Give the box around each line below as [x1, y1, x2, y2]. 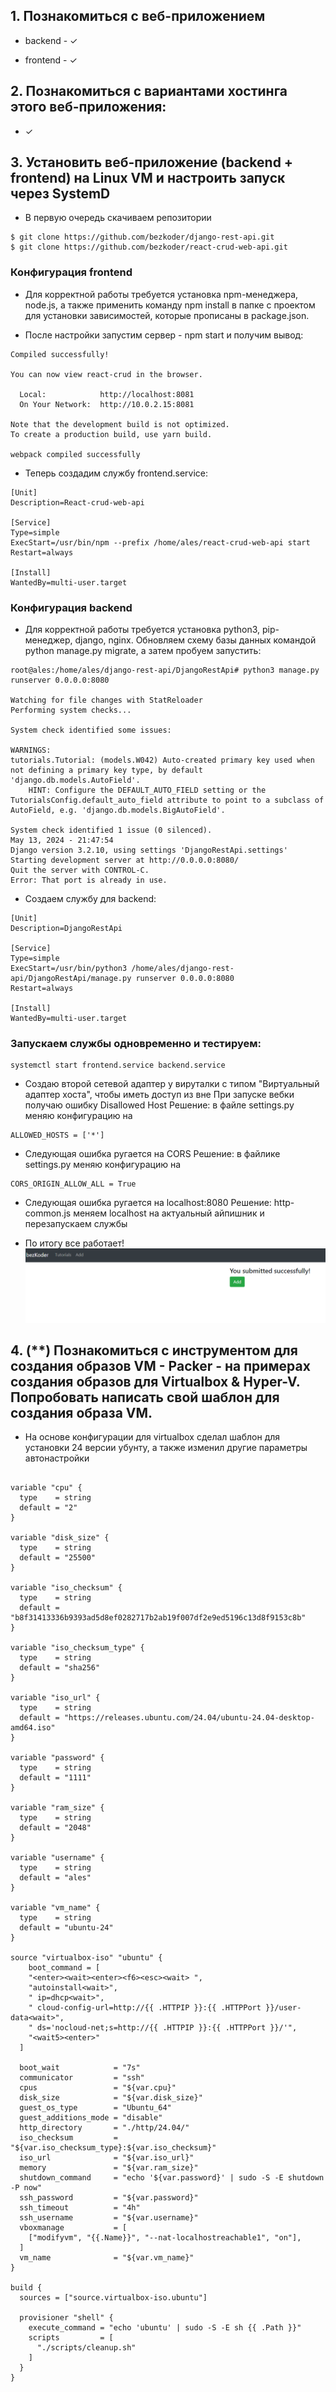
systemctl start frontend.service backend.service [10, 1060, 226, 1071]
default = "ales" [19, 1873, 92, 1883]
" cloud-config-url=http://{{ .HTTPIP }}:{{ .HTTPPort [28, 2003, 262, 2013]
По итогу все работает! [24, 1237, 125, 1249]
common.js [24, 1207, 72, 1219]
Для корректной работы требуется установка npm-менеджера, [24, 288, 299, 300]
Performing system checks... [10, 705, 132, 716]
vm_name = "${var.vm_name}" [19, 2253, 195, 2263]
